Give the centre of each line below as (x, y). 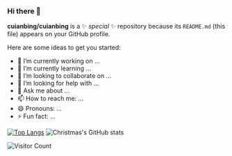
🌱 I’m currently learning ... (54, 68)
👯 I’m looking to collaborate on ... (64, 76)
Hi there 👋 (24, 11)
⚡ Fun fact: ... (36, 116)
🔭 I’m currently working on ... (58, 61)
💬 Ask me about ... (43, 91)
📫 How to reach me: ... (50, 99)
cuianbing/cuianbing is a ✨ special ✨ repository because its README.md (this (116, 26)
